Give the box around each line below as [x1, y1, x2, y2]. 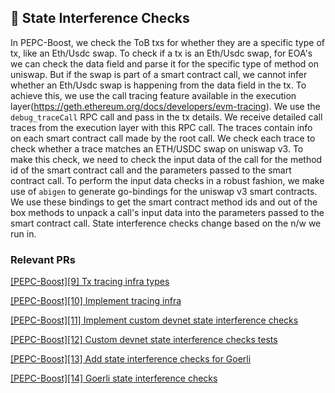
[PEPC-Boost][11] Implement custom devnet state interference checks [10, 314, 299, 326]
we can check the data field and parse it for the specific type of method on [10, 57, 320, 70]
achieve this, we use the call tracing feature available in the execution [10, 89, 297, 101]
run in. [10, 227, 37, 240]
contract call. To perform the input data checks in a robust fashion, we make [10, 174, 325, 186]
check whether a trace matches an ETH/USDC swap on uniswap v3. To [10, 142, 304, 155]
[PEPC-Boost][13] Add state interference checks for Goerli [10, 353, 252, 365]
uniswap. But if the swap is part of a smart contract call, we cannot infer [10, 68, 308, 80]
